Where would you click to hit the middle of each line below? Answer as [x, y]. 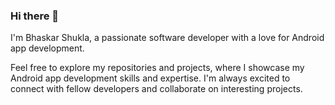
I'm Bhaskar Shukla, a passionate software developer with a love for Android [167, 38]
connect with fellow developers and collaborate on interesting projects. [156, 89]
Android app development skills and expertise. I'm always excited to [150, 78]
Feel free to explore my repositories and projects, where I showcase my [157, 68]
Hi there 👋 [35, 16]
